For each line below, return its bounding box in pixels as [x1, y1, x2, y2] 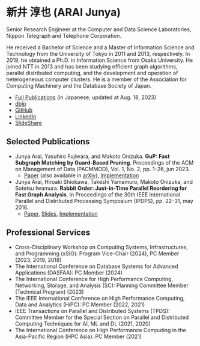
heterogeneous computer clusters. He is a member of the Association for [6, 76, 187, 83]
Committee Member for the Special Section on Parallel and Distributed [14, 314, 189, 321]
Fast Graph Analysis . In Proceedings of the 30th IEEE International [14, 190, 181, 198]
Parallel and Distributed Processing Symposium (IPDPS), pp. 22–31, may [14, 197, 193, 204]
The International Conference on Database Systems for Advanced [14, 263, 178, 270]
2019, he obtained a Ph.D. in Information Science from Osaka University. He [6, 56, 193, 64]
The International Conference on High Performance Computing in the [14, 326, 186, 333]
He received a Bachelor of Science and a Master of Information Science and [6, 43, 195, 51]
